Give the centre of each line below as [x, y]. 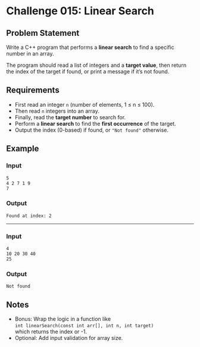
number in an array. [30, 54]
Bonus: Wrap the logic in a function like [63, 319]
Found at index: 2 [29, 216]
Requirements [33, 90]
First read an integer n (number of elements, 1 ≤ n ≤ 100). [85, 104]
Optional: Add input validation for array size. [69, 338]
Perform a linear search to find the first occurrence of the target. [96, 123]
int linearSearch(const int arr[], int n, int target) [84, 326]
